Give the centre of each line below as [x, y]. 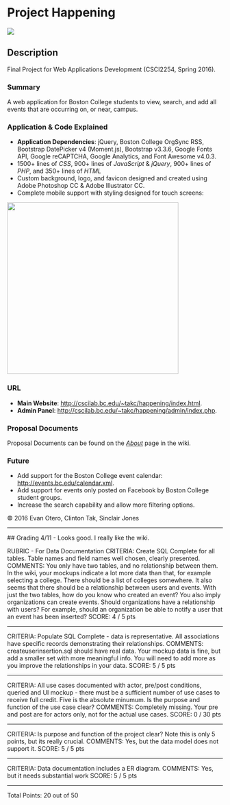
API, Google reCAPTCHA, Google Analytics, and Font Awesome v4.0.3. [117, 156]
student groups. [39, 498]
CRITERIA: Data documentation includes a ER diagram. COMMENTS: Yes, [110, 769]
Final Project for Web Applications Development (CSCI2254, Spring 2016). [111, 69]
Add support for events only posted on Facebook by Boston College [113, 490]
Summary [24, 87]
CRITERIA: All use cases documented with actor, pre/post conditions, [104, 685]
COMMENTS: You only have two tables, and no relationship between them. [113, 566]
